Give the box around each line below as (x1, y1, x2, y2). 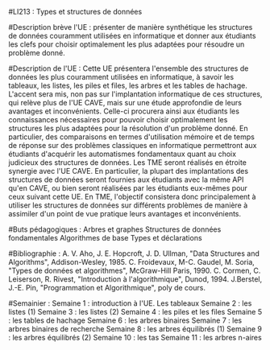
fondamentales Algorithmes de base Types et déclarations (8, 233, 203, 242)
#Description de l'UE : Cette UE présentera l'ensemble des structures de (8, 64, 249, 73)
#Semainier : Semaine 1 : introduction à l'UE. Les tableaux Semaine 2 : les (8, 299, 252, 308)
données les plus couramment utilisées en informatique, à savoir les (8, 72, 235, 81)
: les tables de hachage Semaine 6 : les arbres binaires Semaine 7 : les (8, 315, 243, 325)
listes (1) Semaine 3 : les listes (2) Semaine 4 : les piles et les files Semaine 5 (8, 307, 263, 316)
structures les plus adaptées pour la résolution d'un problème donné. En (8, 124, 248, 133)
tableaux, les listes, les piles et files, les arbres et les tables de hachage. (8, 80, 248, 90)
